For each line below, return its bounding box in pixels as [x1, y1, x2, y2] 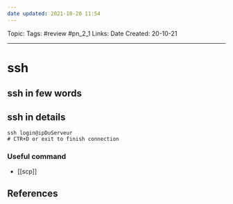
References [7, 187, 58, 199]
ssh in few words [7, 87, 82, 99]
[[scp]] [17, 167, 37, 176]
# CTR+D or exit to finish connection [7, 136, 119, 143]
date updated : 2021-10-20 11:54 [7, 10, 101, 17]
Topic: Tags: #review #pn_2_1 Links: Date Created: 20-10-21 [7, 29, 178, 37]
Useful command [7, 151, 67, 161]
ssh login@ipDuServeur [7, 130, 73, 137]
